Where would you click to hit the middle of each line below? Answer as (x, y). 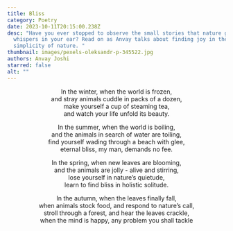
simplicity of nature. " (49, 46)
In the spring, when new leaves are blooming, (116, 162)
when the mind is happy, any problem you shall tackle (116, 220)
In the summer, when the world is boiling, (116, 127)
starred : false (29, 65)
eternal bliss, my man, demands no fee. (116, 149)
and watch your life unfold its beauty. (116, 113)
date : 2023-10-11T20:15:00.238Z (54, 26)
